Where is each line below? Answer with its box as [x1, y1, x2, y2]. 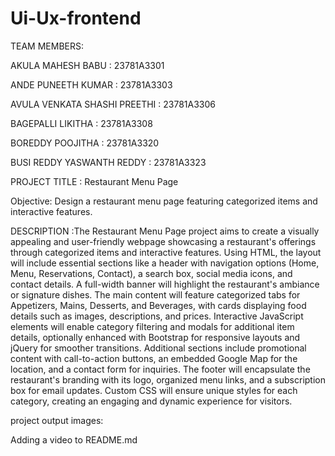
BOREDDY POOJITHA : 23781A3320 [10, 137, 160, 149]
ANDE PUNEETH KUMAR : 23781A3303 [10, 78, 173, 91]
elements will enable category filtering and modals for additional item [10, 320, 295, 332]
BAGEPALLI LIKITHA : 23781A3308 [10, 117, 153, 129]
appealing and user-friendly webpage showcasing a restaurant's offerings [10, 235, 317, 247]
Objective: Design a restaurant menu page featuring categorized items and [10, 195, 318, 207]
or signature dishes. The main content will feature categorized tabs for [10, 288, 301, 301]
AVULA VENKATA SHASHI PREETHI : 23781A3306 [10, 98, 216, 110]
